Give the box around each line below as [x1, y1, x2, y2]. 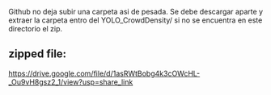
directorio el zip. [8, 24, 63, 33]
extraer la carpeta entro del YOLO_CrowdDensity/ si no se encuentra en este [8, 15, 263, 25]
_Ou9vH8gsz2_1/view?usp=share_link [8, 76, 133, 87]
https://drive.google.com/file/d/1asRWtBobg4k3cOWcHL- [8, 68, 201, 78]
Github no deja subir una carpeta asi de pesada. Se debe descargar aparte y [8, 7, 264, 16]
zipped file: [8, 47, 67, 61]
